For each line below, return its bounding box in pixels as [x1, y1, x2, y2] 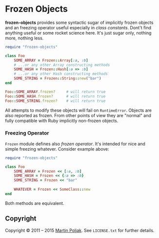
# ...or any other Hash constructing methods [14, 72, 108, 77]
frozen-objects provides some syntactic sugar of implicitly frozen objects [5, 20, 154, 25]
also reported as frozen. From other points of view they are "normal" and [5, 112, 151, 118]
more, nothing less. [5, 35, 44, 41]
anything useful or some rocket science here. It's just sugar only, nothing [5, 30, 152, 36]
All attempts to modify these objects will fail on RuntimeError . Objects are [5, 107, 152, 113]
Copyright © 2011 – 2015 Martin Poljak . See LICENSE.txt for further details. [5, 227, 155, 233]
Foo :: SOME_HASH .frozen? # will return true [5, 94, 106, 99]
